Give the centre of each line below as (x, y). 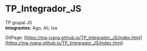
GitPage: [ (16, 37)
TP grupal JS (19, 22)
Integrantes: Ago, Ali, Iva (31, 27)
